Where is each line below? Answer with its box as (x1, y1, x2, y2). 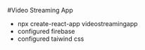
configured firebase (17, 27, 75, 35)
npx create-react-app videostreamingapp (17, 20, 139, 27)
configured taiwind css (17, 35, 84, 43)
